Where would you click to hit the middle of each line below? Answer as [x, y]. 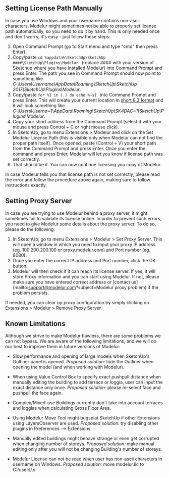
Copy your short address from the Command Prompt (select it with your [87, 121]
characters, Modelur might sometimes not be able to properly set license [81, 26]
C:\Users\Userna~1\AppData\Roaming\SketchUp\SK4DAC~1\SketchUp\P [88, 111]
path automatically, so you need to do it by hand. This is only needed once [82, 31]
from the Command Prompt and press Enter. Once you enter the [79, 148]
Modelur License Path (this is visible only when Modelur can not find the [88, 137]
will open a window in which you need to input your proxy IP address [84, 244]
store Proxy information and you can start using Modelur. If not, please [86, 276]
